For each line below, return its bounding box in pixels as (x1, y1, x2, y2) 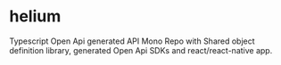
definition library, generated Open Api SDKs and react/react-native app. (9, 45, 273, 55)
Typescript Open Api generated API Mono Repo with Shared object (9, 36, 256, 46)
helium (9, 6, 62, 27)
